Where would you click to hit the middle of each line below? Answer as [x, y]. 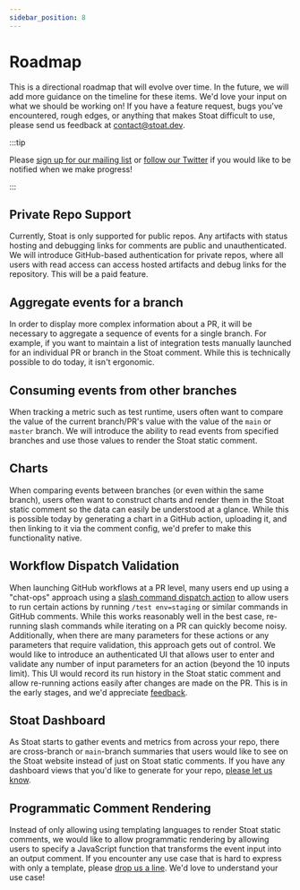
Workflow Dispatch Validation [94, 566]
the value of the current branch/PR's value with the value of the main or [140, 421]
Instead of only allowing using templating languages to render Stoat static [145, 830]
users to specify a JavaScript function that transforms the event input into [146, 849]
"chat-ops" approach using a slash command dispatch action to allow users [149, 597]
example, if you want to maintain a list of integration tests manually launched [150, 343]
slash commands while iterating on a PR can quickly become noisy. [163, 626]
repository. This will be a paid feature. [79, 274]
